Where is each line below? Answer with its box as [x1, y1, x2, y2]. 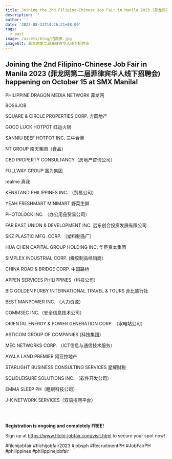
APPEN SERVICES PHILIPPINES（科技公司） [5, 277, 98, 283]
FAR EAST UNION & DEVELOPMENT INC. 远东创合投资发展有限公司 [5, 222, 147, 228]
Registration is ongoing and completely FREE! [5, 423, 104, 429]
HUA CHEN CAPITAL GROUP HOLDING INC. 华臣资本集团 [5, 244, 126, 250]
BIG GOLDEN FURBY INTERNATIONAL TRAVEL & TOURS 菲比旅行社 [5, 287, 148, 293]
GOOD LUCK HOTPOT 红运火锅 [5, 124, 72, 130]
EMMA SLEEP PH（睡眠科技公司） [5, 386, 78, 392]
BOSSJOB [5, 102, 27, 108]
